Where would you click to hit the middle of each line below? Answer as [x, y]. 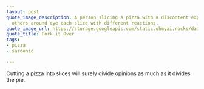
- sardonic [20, 51]
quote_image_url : [28, 29]
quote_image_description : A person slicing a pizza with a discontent [97, 17]
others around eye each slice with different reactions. [85, 23]
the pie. [16, 79]
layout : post [23, 12]
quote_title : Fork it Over [40, 34]
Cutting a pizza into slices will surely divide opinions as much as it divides [98, 73]
